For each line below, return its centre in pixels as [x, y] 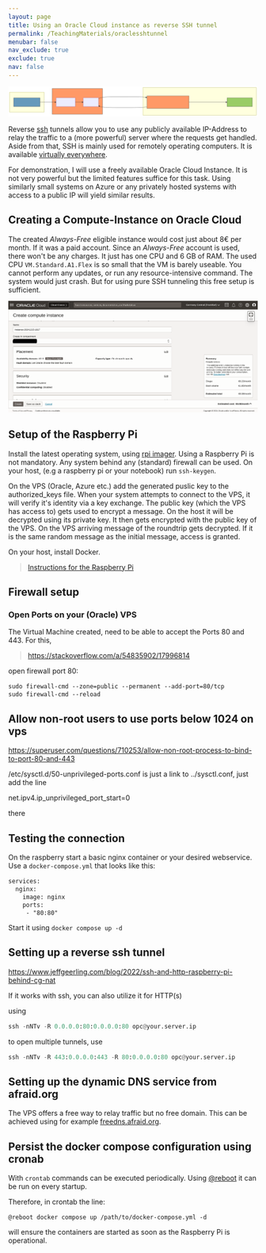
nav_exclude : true [38, 50]
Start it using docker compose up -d [65, 927]
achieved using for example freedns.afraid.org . [85, 1121]
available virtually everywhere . [58, 154]
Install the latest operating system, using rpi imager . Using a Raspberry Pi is [131, 454]
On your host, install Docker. [54, 552]
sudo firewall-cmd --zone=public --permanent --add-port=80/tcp [116, 687]
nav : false [26, 67]
